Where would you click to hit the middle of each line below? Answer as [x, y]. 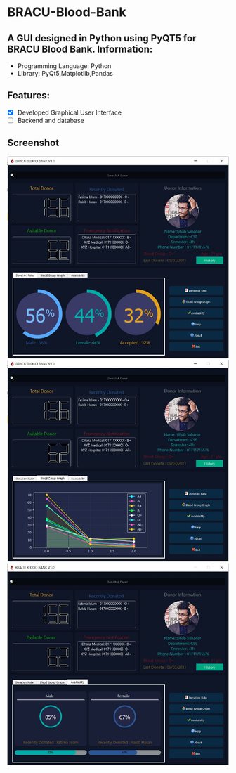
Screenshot [33, 143]
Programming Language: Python [64, 66]
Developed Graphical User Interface [69, 112]
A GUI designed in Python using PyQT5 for [102, 38]
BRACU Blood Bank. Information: [80, 49]
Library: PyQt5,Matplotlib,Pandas [65, 73]
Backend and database [51, 120]
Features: [29, 96]
